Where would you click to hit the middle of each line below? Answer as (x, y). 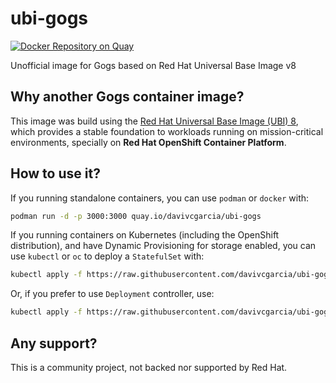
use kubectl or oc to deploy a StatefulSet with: (107, 256)
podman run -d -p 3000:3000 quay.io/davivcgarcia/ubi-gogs (136, 216)
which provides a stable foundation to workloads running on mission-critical (167, 131)
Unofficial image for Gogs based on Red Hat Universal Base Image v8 (153, 65)
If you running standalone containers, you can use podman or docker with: (160, 198)
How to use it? (55, 173)
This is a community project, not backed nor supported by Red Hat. (149, 367)
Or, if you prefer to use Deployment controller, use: (112, 294)
